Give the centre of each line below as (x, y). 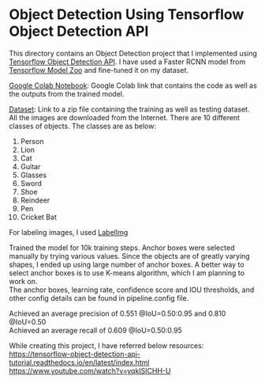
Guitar (30, 166)
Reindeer (35, 200)
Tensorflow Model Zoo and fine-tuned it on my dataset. (99, 70)
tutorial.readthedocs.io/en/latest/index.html (79, 362)
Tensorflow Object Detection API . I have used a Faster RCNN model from (127, 62)
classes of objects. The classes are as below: (83, 126)
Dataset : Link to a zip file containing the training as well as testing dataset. (129, 109)
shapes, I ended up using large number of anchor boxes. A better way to (127, 264)
